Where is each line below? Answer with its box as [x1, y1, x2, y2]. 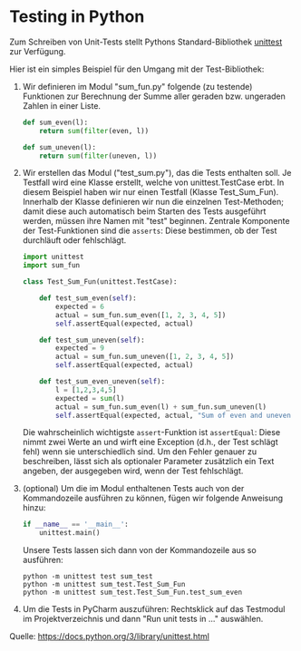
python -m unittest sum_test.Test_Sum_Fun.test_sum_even [22, 588, 243, 598]
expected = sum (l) [55, 394, 125, 403]
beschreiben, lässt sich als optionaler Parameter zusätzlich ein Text [22, 456, 275, 467]
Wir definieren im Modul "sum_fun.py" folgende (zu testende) [22, 81, 253, 92]
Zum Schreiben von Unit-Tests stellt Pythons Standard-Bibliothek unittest [9, 36, 283, 47]
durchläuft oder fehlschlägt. [22, 235, 127, 246]
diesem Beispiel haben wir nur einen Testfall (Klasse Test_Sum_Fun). [22, 187, 279, 198]
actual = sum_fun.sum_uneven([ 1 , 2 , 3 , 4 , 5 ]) [55, 352, 235, 362]
